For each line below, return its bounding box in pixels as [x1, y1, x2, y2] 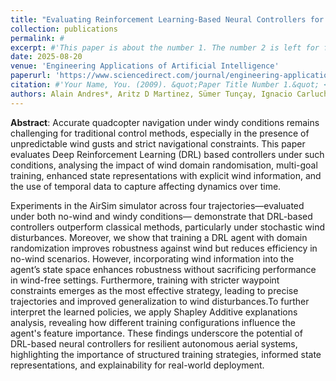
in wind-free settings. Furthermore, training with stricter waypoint [10, 274, 280, 286]
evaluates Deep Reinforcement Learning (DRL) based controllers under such [10, 148, 325, 160]
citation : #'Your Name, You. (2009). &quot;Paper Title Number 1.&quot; [10, 80, 320, 90]
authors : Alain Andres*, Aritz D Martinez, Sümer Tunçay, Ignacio [10, 89, 293, 99]
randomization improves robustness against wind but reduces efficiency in [10, 242, 318, 254]
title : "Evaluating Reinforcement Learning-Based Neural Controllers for [10, 14, 325, 25]
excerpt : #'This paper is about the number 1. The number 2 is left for [10, 42, 320, 53]
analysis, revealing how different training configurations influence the [10, 316, 296, 328]
